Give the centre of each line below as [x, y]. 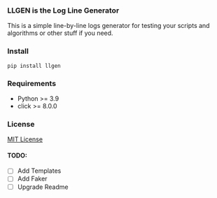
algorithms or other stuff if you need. [60, 33]
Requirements [32, 83]
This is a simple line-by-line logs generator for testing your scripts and [108, 26]
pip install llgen [34, 66]
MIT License [25, 139]
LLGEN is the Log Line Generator [63, 10]
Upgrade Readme [43, 187]
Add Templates [39, 171]
